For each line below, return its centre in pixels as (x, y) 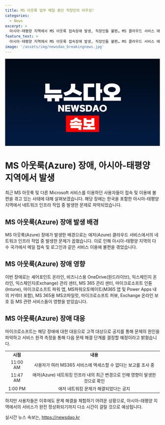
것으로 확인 (94, 381)
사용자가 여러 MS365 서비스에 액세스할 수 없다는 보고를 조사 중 (94, 365)
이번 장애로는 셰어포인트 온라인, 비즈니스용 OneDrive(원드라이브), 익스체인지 (79, 277)
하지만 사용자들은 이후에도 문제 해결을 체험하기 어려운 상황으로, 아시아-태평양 (79, 400)
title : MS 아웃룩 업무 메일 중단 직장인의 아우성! (50, 10)
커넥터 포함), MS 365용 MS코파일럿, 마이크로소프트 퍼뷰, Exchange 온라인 (82, 295)
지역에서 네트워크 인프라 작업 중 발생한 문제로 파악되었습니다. (63, 205)
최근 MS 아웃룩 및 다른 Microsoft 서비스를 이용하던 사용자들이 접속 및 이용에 (78, 193)
